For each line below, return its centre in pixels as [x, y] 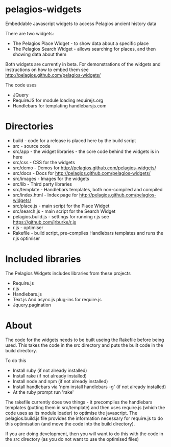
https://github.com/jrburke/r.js [44, 222]
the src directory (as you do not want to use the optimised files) [72, 439]
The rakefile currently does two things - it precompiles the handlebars [79, 402]
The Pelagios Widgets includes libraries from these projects [68, 273]
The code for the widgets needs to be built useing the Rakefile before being [85, 340]
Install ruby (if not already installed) [50, 370]
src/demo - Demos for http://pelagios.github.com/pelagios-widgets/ [84, 168]
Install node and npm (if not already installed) [60, 381]
